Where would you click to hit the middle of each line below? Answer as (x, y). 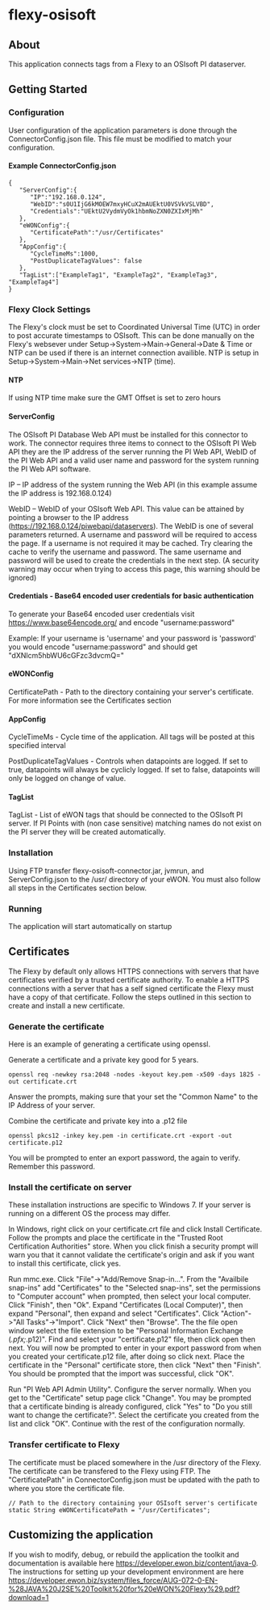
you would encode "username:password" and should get (103, 647)
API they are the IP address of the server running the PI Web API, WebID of (133, 451)
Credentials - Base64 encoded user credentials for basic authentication (131, 596)
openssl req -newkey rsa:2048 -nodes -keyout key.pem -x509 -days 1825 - (135, 1075)
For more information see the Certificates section (90, 700)
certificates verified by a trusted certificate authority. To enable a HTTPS (129, 979)
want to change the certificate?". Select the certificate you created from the (134, 1415)
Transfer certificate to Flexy (64, 1445)
